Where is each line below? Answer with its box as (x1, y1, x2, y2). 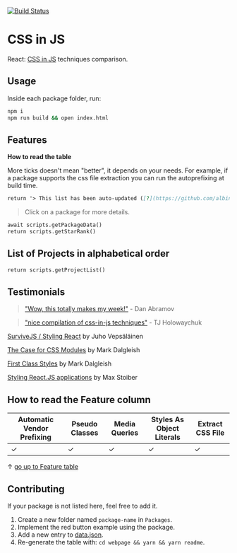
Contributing (7, 483, 65, 495)
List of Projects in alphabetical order (7, 248, 170, 260)
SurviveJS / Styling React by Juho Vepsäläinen (7, 332, 143, 341)
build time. (7, 181, 38, 190)
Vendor (23, 424, 49, 433)
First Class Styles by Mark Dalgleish (7, 359, 111, 368)
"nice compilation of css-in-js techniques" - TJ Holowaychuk (24, 318, 202, 327)
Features (7, 134, 47, 146)
